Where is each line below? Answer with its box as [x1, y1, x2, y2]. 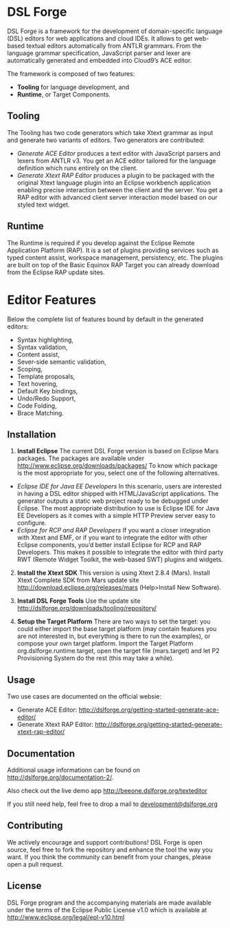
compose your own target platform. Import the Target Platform [16, 639, 194, 648]
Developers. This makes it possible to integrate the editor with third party [16, 548, 224, 557]
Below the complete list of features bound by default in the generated [7, 315, 204, 323]
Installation [7, 429, 56, 440]
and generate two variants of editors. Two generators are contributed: [7, 136, 205, 144]
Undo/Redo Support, [16, 394, 76, 402]
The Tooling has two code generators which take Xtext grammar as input [7, 128, 214, 136]
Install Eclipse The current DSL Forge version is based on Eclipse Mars [16, 447, 219, 455]
